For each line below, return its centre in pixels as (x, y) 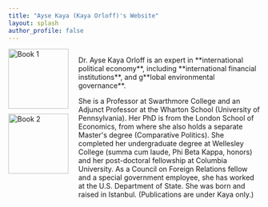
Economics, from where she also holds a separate (161, 127)
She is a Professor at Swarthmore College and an (160, 102)
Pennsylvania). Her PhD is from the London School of (166, 118)
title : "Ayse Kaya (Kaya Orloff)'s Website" (84, 16)
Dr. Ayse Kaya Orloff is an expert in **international (161, 60)
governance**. (102, 86)
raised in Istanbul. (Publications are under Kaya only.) (166, 195)
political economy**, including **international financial (168, 69)
